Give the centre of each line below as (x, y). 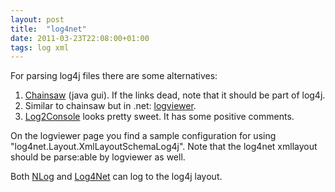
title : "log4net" (48, 29)
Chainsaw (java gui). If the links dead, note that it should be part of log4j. (175, 95)
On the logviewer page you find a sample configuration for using (143, 136)
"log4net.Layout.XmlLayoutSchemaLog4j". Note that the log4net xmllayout (164, 147)
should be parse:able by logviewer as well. (98, 157)
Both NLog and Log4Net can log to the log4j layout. (116, 177)
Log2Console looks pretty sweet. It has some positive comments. (159, 117)
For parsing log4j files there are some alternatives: (114, 76)
